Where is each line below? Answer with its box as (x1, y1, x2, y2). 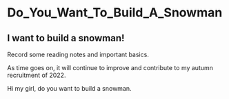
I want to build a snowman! (7, 32, 125, 44)
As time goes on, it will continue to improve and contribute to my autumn (7, 64, 214, 71)
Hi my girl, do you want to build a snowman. (7, 85, 132, 92)
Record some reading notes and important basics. (7, 50, 150, 58)
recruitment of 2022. (7, 71, 66, 79)
